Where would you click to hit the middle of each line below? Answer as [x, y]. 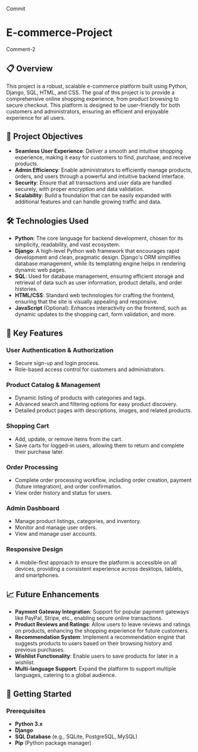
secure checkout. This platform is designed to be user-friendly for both [93, 105]
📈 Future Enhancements [53, 594]
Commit [16, 9]
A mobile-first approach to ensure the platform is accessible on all [96, 562]
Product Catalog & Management [53, 385]
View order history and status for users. [63, 493]
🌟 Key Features [35, 333]
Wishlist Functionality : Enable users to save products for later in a [96, 656]
